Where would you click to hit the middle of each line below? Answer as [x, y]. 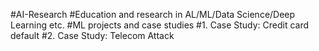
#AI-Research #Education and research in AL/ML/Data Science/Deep [153, 14]
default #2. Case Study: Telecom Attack [92, 35]
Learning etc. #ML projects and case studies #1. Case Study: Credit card [160, 25]
